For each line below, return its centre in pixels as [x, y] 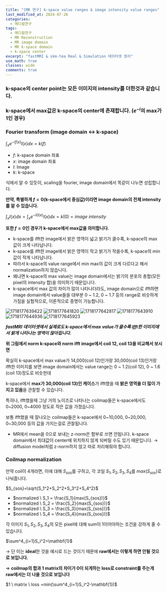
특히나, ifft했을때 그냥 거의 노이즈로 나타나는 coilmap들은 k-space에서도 [76, 400]
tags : [11, 28]
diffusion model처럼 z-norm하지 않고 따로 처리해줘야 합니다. [72, 446]
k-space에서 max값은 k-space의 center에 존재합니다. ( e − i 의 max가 [84, 110]
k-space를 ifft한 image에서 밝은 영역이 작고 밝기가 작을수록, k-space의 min [86, 251]
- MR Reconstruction [31, 38]
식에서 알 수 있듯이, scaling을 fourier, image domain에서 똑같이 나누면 [74, 183]
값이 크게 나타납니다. [33, 245]
